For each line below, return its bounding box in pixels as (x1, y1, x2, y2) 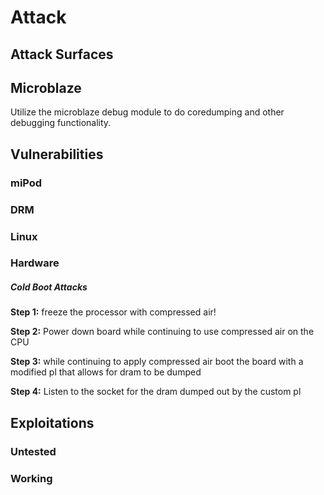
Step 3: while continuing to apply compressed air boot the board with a (10, 356, 304, 368)
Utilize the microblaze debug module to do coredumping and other (10, 106, 285, 118)
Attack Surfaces (10, 46, 114, 63)
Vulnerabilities (10, 146, 104, 163)
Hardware (10, 256, 60, 270)
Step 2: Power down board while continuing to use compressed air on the (10, 326, 315, 338)
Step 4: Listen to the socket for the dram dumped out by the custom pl (10, 386, 302, 398)
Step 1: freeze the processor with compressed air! (10, 306, 217, 318)
